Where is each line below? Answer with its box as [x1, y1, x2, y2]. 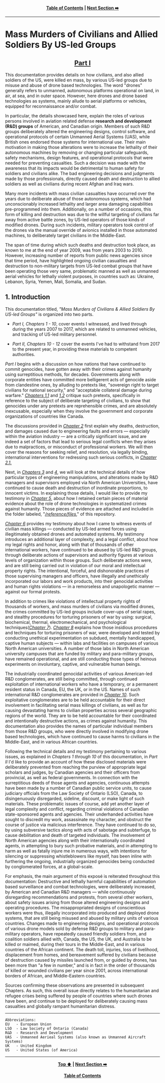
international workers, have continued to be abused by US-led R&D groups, [5, 546, 158, 552]
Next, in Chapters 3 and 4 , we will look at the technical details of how [5, 469, 146, 475]
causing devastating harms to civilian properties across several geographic [5, 707, 157, 713]
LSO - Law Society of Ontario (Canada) [5, 1026, 89, 1031]
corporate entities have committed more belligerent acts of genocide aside [5, 376, 156, 382]
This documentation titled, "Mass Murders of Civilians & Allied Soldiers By [5, 306, 155, 312]
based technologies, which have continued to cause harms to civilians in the [5, 733, 160, 739]
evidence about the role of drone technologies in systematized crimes [5, 501, 147, 506]
